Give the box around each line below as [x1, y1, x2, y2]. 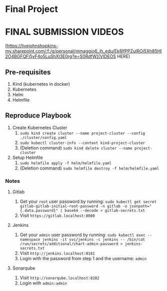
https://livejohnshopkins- [6, 43, 58, 49]
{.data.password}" [19, 208, 58, 213]
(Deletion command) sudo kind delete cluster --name [19, 145, 133, 150]
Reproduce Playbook [5, 111, 71, 120]
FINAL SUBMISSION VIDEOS [5, 26, 124, 38]
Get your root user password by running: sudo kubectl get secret [19, 198, 157, 205]
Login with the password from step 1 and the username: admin [19, 256, 147, 262]
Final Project [5, 3, 58, 15]
